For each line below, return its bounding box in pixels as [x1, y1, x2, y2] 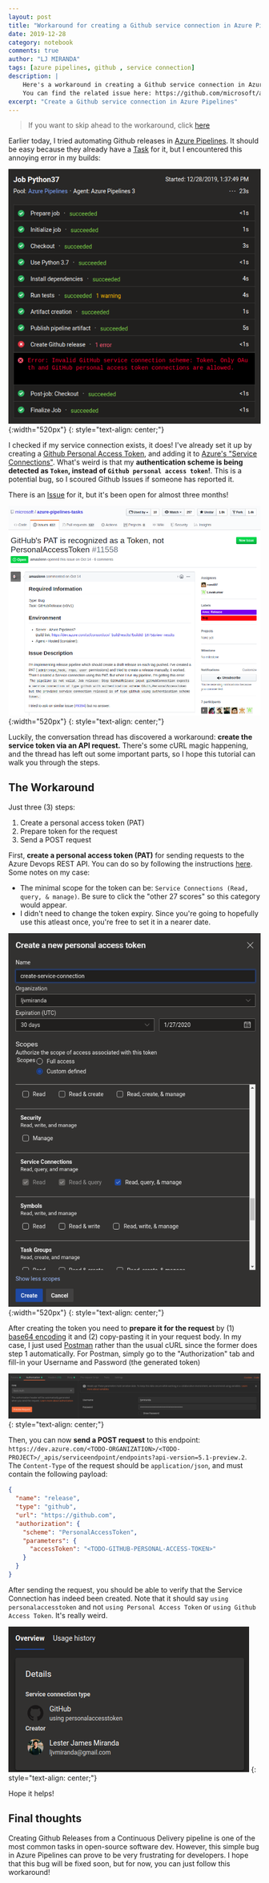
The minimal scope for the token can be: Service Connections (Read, [19, 883, 249, 892]
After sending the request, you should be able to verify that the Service [8, 1585, 243, 1594]
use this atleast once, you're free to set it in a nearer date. [19, 917, 211, 927]
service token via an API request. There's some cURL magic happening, [8, 741, 249, 750]
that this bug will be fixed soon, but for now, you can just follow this [8, 1858, 231, 1869]
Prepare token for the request [19, 826, 118, 836]
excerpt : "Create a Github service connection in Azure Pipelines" [8, 97, 239, 106]
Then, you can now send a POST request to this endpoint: [8, 1435, 201, 1445]
